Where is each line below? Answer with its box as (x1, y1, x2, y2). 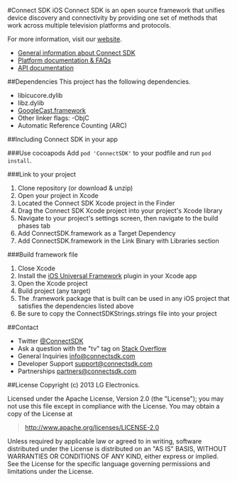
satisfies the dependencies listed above (17, 302, 134, 310)
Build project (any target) (17, 287, 91, 295)
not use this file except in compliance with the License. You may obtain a (7, 402, 220, 410)
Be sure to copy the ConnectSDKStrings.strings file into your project (17, 309, 218, 318)
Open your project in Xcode (17, 192, 99, 199)
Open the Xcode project (17, 280, 88, 287)
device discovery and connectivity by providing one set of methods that (7, 13, 218, 22)
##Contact (7, 323, 39, 331)
